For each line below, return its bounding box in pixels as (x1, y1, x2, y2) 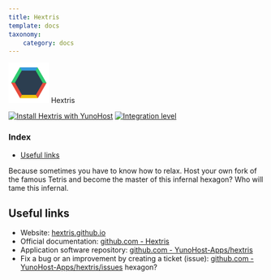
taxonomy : (8, 30, 42, 38)
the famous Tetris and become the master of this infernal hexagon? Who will (8, 174, 264, 184)
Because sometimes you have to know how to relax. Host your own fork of (8, 166, 257, 175)
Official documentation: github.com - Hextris (19, 236, 170, 247)
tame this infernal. (8, 183, 69, 192)
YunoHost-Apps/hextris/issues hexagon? (19, 262, 158, 272)
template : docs (8, 21, 60, 30)
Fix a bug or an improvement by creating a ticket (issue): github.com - (19, 254, 254, 264)
